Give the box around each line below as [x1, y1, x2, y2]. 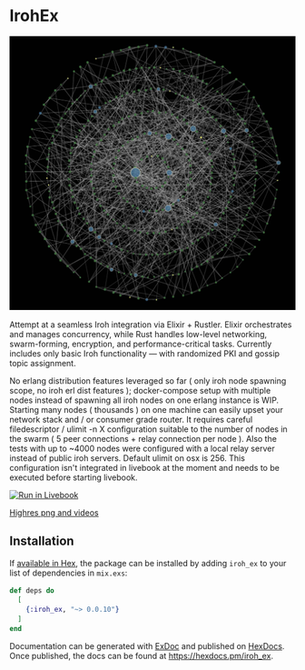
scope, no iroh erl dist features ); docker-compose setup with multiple [9, 385, 271, 395]
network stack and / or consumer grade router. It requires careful [9, 414, 253, 425]
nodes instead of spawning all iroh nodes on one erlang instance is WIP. [9, 395, 280, 405]
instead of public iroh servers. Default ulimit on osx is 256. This [9, 452, 245, 464]
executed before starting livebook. [9, 472, 138, 483]
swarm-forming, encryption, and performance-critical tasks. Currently [9, 338, 272, 349]
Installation [9, 534, 74, 549]
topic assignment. [9, 357, 76, 368]
